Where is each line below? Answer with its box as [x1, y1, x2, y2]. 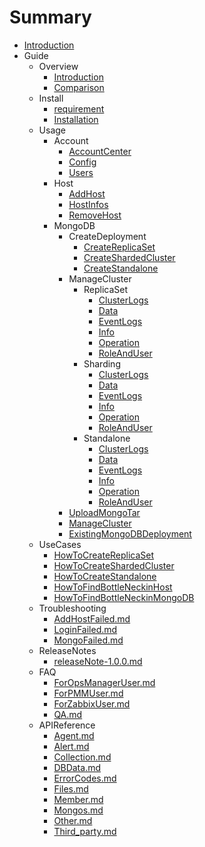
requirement [53, 102, 105, 115]
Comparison [53, 81, 105, 93]
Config [68, 156, 97, 168]
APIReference [38, 719, 96, 731]
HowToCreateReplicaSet [53, 549, 155, 561]
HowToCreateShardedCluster [53, 559, 175, 571]
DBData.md [53, 761, 101, 773]
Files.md [53, 782, 89, 795]
